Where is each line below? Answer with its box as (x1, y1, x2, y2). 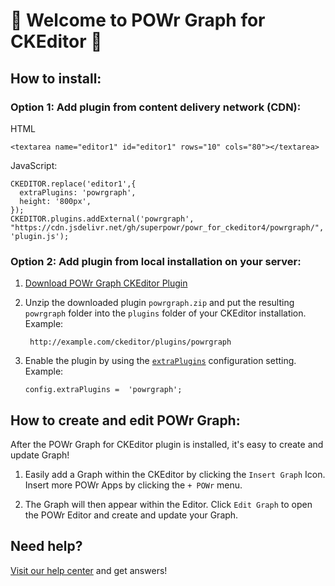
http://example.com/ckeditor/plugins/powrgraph (29, 337, 232, 348)
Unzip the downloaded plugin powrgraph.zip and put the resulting (24, 297, 295, 309)
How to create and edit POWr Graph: (10, 412, 241, 429)
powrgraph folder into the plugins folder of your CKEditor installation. (24, 307, 307, 319)
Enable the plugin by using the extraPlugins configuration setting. (24, 355, 297, 367)
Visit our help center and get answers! (10, 564, 168, 576)
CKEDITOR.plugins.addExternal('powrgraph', (10, 214, 195, 224)
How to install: (10, 70, 102, 87)
